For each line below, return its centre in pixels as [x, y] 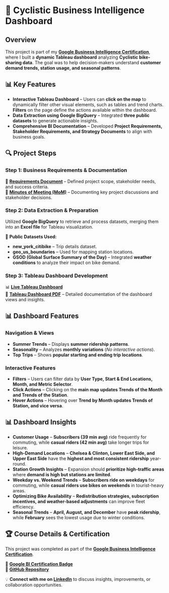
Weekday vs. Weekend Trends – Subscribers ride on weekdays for [83, 480]
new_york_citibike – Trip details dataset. [55, 246]
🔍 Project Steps [31, 153]
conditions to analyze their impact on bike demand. [66, 262]
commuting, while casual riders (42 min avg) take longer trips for [81, 442]
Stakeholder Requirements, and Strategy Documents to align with [82, 131]
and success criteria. [27, 187]
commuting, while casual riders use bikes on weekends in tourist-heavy [88, 485]
